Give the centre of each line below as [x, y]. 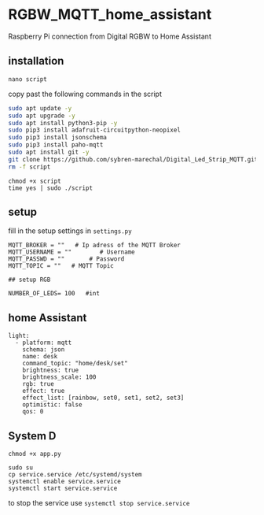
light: [19, 336]
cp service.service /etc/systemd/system [75, 475]
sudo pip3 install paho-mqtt [56, 145]
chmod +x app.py [35, 454]
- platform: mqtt [44, 343]
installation [36, 61]
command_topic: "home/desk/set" [75, 364]
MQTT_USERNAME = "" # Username [71, 252]
